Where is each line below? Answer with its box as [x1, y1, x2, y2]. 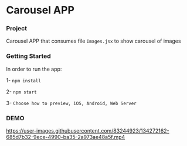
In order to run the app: [6, 65, 62, 72]
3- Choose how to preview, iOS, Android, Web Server [6, 99, 137, 106]
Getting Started [6, 52, 51, 60]
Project [6, 25, 28, 33]
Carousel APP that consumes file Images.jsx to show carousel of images [6, 37, 181, 44]
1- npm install [6, 77, 41, 84]
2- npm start [6, 88, 37, 95]
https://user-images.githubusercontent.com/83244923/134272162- [6, 127, 169, 134]
